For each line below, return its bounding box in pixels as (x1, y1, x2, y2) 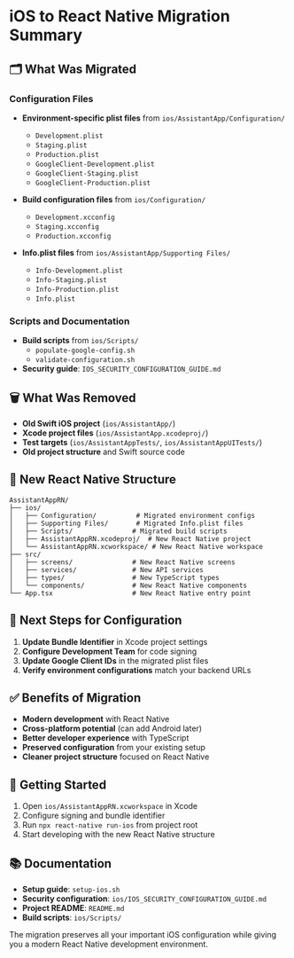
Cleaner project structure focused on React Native (21, 751, 210, 762)
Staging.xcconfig (35, 222, 100, 232)
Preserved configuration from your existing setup (21, 742, 205, 753)
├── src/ (9, 550, 42, 559)
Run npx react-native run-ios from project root (21, 820, 198, 830)
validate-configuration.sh (35, 356, 135, 365)
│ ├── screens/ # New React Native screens (9, 557, 236, 567)
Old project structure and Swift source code (21, 446, 186, 457)
